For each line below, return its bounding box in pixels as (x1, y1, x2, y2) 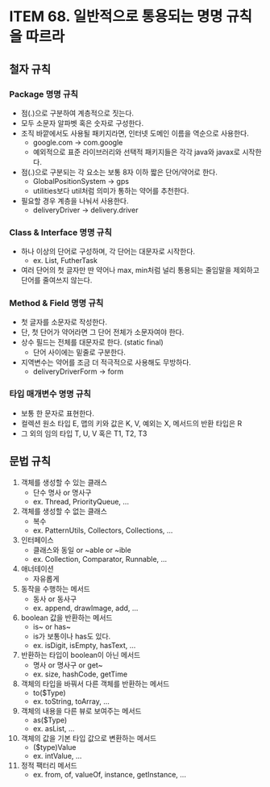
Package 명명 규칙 (9, 88, 79, 99)
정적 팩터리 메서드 (20, 760, 77, 770)
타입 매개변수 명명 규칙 (9, 388, 92, 400)
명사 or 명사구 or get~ (32, 659, 103, 670)
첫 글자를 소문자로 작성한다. (20, 317, 108, 327)
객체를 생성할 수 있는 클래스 (20, 477, 108, 487)
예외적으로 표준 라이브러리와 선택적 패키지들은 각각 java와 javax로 (32, 147, 241, 157)
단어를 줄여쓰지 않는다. (20, 275, 93, 285)
